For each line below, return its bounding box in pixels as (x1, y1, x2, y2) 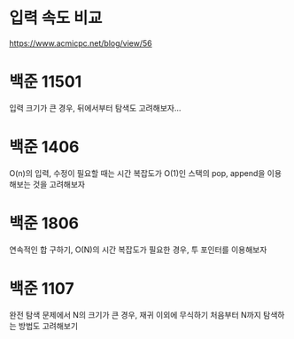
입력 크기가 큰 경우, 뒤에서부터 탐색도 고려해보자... (9, 103, 182, 113)
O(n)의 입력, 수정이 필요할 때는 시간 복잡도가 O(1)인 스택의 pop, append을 (9, 167, 266, 178)
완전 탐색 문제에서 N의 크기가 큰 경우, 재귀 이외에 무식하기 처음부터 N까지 (9, 309, 261, 320)
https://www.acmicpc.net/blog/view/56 (9, 37, 152, 49)
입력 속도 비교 (9, 8, 103, 28)
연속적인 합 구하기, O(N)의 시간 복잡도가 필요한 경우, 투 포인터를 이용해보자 (9, 244, 267, 255)
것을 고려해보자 (32, 179, 86, 189)
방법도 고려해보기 (18, 320, 78, 331)
